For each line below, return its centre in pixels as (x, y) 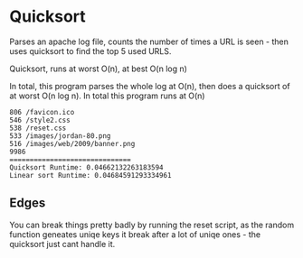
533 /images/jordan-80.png (60, 136)
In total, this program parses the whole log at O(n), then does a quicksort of (150, 86)
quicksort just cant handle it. (62, 244)
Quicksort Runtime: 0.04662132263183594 (87, 167)
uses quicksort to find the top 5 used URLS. (90, 51)
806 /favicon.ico (42, 112)
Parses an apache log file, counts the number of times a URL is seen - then (149, 41)
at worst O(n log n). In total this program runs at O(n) (107, 96)
